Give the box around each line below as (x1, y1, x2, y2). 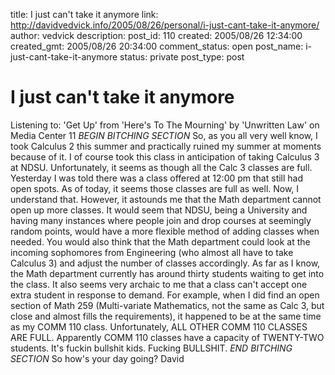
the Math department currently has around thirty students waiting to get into (10, 267, 325, 279)
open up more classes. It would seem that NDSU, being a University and (10, 204, 308, 216)
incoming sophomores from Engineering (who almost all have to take (10, 246, 294, 258)
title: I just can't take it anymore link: (10, 9, 159, 20)
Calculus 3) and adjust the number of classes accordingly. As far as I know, (10, 257, 321, 269)
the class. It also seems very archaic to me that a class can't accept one (10, 278, 308, 290)
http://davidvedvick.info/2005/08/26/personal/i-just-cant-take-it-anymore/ (10, 19, 320, 31)
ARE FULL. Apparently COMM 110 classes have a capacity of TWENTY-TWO (10, 331, 325, 343)
